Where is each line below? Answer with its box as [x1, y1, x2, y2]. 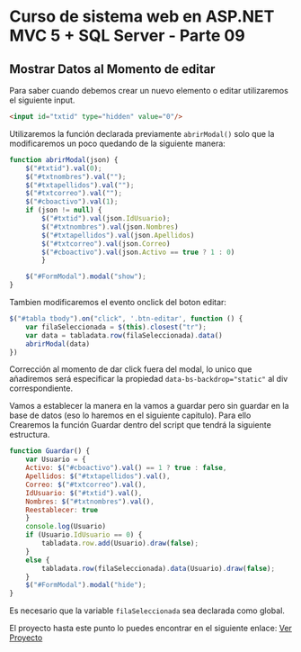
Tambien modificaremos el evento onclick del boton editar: [9, 297, 227, 307]
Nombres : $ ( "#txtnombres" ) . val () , [25, 497, 155, 506]
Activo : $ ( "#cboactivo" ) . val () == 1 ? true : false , [25, 464, 227, 473]
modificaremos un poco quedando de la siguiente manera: [9, 138, 226, 149]
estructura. [9, 430, 50, 440]
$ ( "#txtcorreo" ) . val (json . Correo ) [41, 239, 171, 249]
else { [25, 556, 50, 565]
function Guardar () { [9, 447, 91, 456]
